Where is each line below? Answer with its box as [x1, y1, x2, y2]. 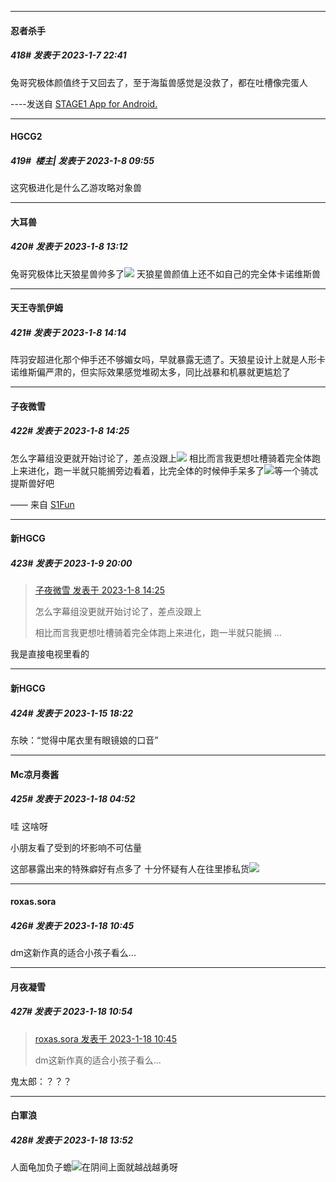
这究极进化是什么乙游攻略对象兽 [10, 182, 142, 194]
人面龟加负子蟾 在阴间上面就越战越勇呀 [10, 1161, 178, 1173]
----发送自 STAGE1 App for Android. [10, 97, 158, 110]
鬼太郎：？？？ [10, 1075, 72, 1087]
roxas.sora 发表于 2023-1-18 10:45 [34, 1032, 177, 1045]
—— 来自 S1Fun [10, 498, 75, 510]
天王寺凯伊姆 [10, 302, 63, 314]
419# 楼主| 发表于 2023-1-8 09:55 [10, 154, 155, 166]
